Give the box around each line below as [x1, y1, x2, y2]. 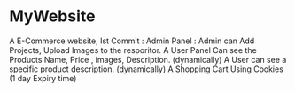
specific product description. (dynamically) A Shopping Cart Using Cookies [9, 64, 283, 74]
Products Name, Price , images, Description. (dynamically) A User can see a [9, 54, 287, 65]
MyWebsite [9, 6, 96, 27]
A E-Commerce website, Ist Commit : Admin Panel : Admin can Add [9, 35, 255, 46]
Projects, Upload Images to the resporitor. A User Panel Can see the [9, 44, 257, 55]
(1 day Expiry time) [9, 73, 77, 83]
